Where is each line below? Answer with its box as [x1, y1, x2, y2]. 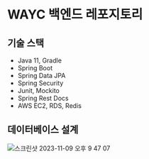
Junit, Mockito [17, 87, 60, 94]
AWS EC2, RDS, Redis [17, 102, 82, 110]
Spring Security [17, 79, 64, 87]
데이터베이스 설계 [7, 124, 79, 136]
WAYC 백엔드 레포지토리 [7, 6, 143, 23]
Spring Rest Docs [17, 94, 69, 102]
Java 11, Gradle [17, 56, 62, 65]
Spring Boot [17, 64, 53, 72]
